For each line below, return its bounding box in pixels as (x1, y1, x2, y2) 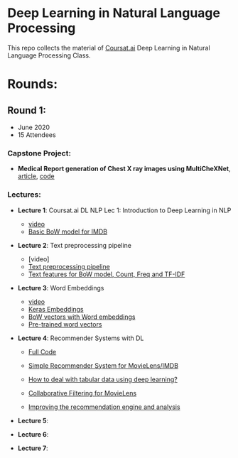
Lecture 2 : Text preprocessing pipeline (17, 241, 131, 249)
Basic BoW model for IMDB (28, 227, 108, 236)
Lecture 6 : (17, 430, 49, 438)
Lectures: (7, 190, 41, 200)
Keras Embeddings (28, 305, 84, 313)
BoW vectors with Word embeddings (28, 312, 136, 321)
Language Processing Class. (7, 51, 91, 60)
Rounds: (7, 76, 58, 92)
